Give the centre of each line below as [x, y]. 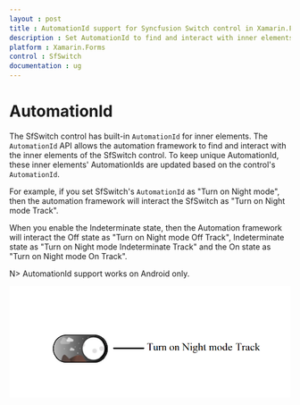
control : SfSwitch [46, 57]
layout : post [36, 19]
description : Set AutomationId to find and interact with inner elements [151, 38]
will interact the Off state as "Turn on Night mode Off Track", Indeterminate [147, 237]
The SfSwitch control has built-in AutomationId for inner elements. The [138, 136]
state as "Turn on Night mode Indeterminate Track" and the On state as [140, 247]
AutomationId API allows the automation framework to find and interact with [148, 145]
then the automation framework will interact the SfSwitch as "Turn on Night [147, 200]
